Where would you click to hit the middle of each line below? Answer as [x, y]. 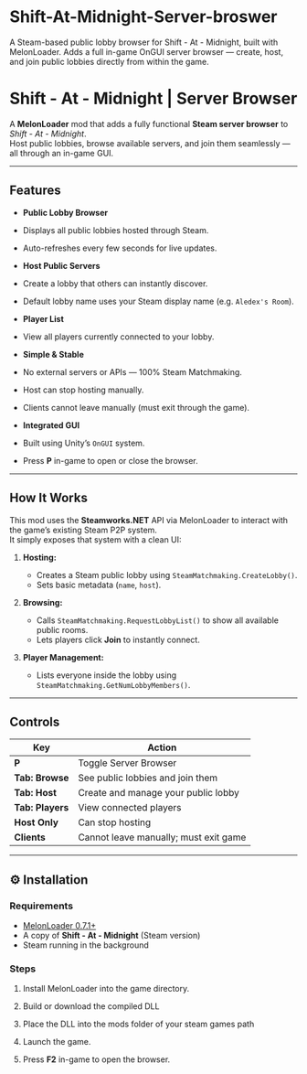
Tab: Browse [42, 778]
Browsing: [42, 602]
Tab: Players [42, 808]
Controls [35, 721]
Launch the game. [57, 1042]
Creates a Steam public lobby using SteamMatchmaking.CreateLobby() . [167, 575]
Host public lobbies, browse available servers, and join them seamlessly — [150, 143]
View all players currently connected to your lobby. [118, 337]
